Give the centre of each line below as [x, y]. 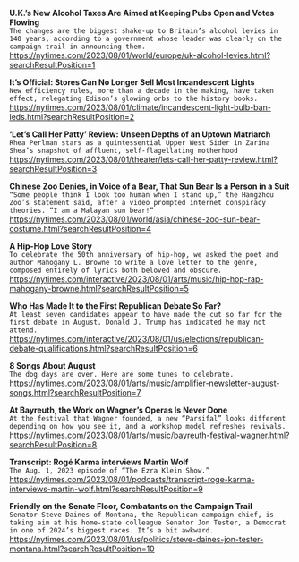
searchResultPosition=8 [53, 445]
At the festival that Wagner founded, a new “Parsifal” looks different [148, 419]
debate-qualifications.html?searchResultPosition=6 [104, 349]
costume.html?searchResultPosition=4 [81, 229]
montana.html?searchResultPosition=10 [82, 549]
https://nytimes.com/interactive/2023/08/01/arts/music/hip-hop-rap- [137, 279]
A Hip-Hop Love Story [51, 246]
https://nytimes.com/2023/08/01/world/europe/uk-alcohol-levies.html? [140, 55]
